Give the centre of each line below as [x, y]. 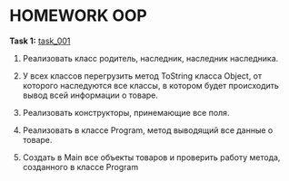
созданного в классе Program [80, 167]
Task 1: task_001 [40, 41]
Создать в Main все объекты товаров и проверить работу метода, [151, 157]
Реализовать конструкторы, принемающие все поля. [126, 112]
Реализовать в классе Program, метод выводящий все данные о [148, 130]
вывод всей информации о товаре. [90, 95]
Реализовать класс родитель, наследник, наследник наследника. [150, 58]
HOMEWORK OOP [78, 16]
